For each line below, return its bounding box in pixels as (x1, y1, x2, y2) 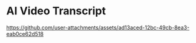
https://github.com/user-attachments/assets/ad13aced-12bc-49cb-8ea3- (6, 24, 190, 31)
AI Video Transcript (6, 4, 106, 18)
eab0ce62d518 (6, 30, 44, 37)
